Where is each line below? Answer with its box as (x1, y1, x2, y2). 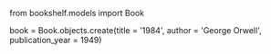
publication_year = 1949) (9, 35, 102, 45)
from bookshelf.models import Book (9, 8, 144, 18)
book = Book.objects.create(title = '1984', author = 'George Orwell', (9, 25, 262, 35)
